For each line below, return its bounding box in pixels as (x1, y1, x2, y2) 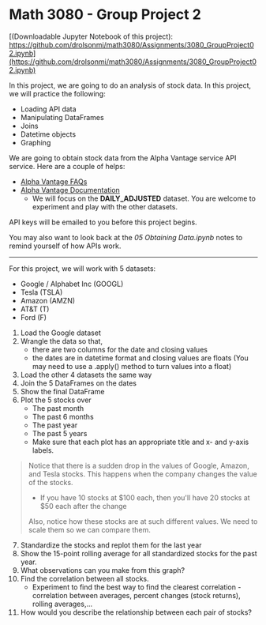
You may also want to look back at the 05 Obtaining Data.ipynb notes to (9, 232, 243, 242)
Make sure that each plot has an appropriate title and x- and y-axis (32, 437, 249, 446)
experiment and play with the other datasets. (32, 201, 178, 211)
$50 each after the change (39, 501, 127, 510)
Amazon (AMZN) (20, 296, 76, 305)
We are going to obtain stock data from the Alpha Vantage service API (9, 152, 237, 163)
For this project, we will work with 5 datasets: (9, 263, 156, 273)
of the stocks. (28, 477, 73, 487)
